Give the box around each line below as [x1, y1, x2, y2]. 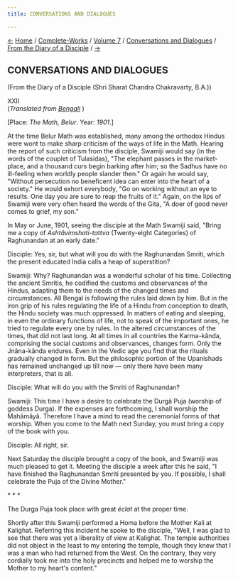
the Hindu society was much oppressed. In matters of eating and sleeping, [7, 309, 226, 318]
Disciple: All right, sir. [7, 441, 70, 450]
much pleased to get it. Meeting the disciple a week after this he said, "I [7, 462, 217, 471]
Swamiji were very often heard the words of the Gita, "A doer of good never [7, 200, 229, 208]
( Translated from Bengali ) [7, 104, 85, 113]
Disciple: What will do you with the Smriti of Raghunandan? [7, 383, 180, 391]
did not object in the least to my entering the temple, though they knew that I [7, 541, 232, 550]
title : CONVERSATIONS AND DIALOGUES [7, 10, 116, 18]
